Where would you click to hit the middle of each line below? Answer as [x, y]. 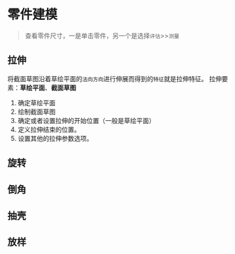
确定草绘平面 [36, 102]
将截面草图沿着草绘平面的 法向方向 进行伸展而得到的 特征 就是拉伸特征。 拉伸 [115, 78]
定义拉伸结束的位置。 [49, 129]
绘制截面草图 [36, 112]
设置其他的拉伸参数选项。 [55, 138]
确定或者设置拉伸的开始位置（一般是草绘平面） [86, 120]
